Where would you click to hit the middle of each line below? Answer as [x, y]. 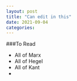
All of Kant [27, 68]
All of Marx [28, 55]
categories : [20, 27]
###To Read [21, 44]
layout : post [22, 11]
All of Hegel [29, 61]
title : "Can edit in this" [39, 17]
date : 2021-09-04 [27, 22]
